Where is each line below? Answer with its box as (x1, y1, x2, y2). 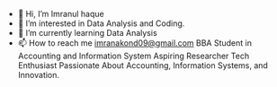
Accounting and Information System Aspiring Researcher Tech (17, 50, 250, 61)
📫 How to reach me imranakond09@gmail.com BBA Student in (17, 38, 252, 48)
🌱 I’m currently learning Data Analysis (17, 28, 157, 38)
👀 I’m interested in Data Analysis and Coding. (17, 18, 185, 29)
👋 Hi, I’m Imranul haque (17, 9, 105, 19)
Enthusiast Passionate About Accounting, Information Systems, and (17, 60, 268, 71)
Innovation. (17, 70, 60, 80)
